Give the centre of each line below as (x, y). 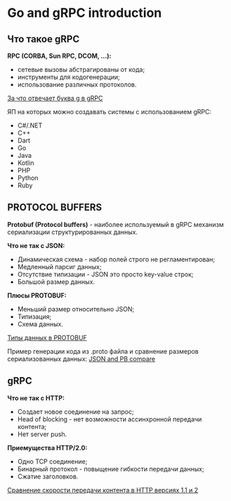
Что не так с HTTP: (36, 398)
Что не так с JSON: (36, 245)
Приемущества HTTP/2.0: (47, 447)
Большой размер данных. (56, 282)
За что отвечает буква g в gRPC (55, 98)
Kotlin (26, 163)
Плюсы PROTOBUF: (37, 295)
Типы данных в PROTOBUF (47, 338)
